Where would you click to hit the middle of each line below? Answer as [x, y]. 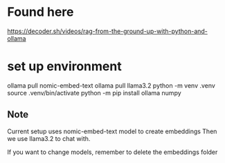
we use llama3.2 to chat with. [49, 138]
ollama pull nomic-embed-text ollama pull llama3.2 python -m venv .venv [111, 85]
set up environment [65, 67]
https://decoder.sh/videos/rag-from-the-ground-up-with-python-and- [107, 31]
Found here [40, 12]
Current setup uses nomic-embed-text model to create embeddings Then [112, 131]
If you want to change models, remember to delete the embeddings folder [112, 152]
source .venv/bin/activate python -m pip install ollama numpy [94, 93]
